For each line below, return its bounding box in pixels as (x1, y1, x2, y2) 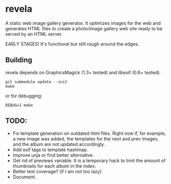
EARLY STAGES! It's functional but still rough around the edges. (5, 40, 139, 47)
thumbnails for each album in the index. (12, 162, 96, 169)
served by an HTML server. (5, 31, 63, 37)
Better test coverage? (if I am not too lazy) (12, 168, 102, 174)
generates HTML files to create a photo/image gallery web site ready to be (5, 25, 163, 31)
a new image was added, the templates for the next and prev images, (12, 135, 159, 141)
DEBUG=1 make (5, 103, 33, 108)
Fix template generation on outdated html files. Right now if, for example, (12, 130, 166, 136)
